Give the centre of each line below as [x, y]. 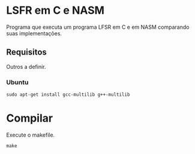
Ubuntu [17, 82]
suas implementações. [34, 33]
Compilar [29, 118]
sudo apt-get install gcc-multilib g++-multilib [68, 95]
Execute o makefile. [31, 135]
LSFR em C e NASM [55, 10]
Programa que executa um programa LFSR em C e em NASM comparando [98, 27]
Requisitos [26, 52]
